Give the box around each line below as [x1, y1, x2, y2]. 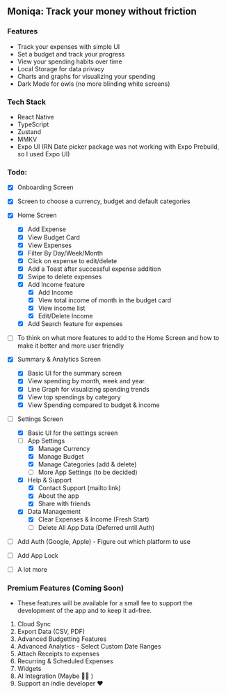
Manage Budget [38, 452, 85, 460]
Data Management [27, 508, 81, 516]
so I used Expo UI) [17, 149, 70, 158]
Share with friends [38, 499, 91, 508]
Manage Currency [38, 444, 90, 452]
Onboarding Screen [17, 183, 74, 191]
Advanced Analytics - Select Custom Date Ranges [17, 642, 161, 651]
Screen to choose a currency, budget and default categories [17, 197, 191, 205]
